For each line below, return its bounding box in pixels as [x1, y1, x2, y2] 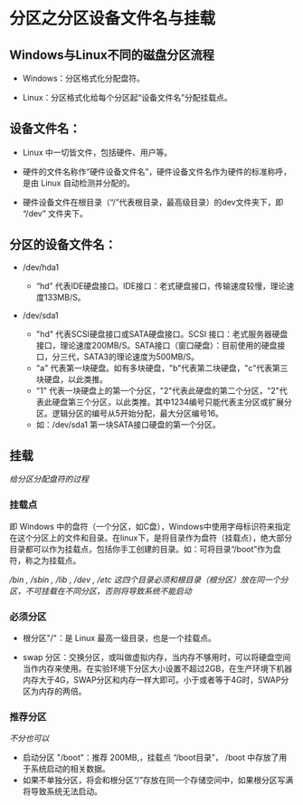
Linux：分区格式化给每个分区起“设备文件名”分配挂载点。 [22, 92, 232, 102]
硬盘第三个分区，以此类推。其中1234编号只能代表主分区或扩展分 [52, 396, 292, 407]
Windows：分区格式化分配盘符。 [22, 73, 145, 83]
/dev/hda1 [22, 262, 60, 273]
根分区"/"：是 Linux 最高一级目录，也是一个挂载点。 [22, 633, 217, 644]
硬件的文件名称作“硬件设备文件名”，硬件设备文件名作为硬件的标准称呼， [22, 166, 292, 177]
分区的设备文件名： [9, 237, 117, 253]
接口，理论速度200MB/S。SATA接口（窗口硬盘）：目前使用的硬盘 [35, 340, 278, 350]
